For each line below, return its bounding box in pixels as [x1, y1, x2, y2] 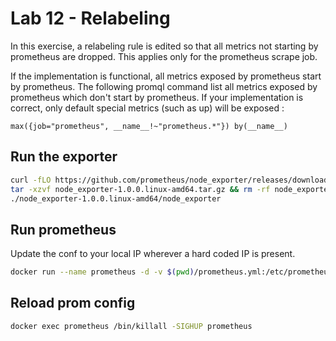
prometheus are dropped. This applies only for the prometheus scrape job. [10, 50, 318, 62]
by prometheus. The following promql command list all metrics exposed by [10, 80, 318, 92]
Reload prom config [10, 295, 136, 312]
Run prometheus [10, 221, 117, 238]
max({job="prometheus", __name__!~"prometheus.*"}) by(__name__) [10, 121, 288, 131]
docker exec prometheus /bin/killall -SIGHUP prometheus [10, 321, 253, 331]
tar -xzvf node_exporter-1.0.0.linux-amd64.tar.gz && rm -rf [10, 184, 271, 194]
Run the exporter [10, 148, 118, 166]
